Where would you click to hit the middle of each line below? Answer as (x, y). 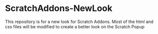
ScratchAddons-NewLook (59, 8)
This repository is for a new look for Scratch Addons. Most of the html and (79, 22)
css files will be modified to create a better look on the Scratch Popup (75, 26)
